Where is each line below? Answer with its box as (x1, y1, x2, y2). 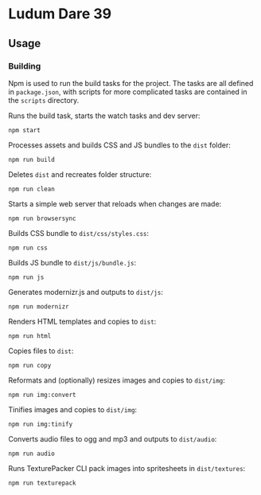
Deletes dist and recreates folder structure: (8, 169, 152, 179)
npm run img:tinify (8, 420, 73, 428)
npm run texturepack (8, 479, 77, 487)
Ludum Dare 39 (8, 5, 112, 23)
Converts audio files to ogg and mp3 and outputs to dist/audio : (8, 434, 217, 443)
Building (8, 61, 41, 72)
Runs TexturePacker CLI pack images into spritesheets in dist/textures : (8, 463, 246, 473)
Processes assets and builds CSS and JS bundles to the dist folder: (8, 140, 231, 150)
